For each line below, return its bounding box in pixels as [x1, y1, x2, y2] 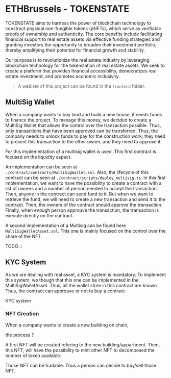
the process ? [5, 332, 34, 338]
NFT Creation [5, 310, 39, 317]
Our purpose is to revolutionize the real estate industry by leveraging [5, 57, 150, 63]
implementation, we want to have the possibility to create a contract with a [5, 180, 162, 186]
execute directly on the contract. [5, 212, 74, 218]
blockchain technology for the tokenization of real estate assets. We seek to [5, 62, 165, 68]
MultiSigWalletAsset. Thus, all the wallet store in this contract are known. [5, 282, 158, 288]
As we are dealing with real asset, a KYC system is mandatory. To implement [5, 271, 166, 278]
